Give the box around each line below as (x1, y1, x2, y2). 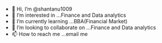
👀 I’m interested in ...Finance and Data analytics (11, 12, 127, 19)
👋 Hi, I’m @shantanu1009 (11, 6, 73, 12)
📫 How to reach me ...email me (11, 31, 88, 37)
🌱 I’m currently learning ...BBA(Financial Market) (11, 18, 127, 24)
